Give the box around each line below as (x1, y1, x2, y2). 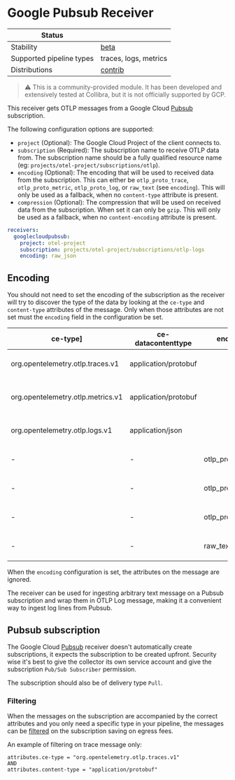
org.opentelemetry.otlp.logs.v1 (10, 425, 113, 435)
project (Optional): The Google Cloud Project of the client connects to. (17, 138, 222, 146)
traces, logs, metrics (100, 53, 168, 63)
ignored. (7, 575, 31, 584)
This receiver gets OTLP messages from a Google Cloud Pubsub (7, 104, 194, 112)
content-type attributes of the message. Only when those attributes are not (7, 306, 224, 314)
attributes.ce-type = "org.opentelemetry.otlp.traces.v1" (7, 754, 180, 761)
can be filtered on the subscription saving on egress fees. (7, 727, 173, 735)
